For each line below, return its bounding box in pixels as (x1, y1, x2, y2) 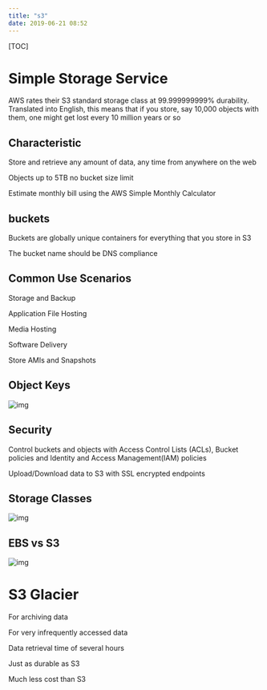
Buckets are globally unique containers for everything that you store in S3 (8, 233, 252, 243)
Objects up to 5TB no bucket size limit (8, 173, 134, 183)
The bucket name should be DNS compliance (8, 249, 158, 258)
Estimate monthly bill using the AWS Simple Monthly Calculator (8, 189, 216, 198)
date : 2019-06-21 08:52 (8, 19, 88, 27)
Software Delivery (8, 339, 68, 349)
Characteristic (8, 136, 82, 149)
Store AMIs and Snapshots (8, 355, 96, 365)
